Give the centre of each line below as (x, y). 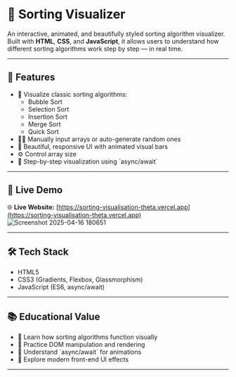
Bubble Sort (45, 102)
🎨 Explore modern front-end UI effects (73, 359)
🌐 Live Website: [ (33, 207)
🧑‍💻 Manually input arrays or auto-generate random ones (99, 139)
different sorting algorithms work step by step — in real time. (95, 48)
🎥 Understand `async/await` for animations (79, 352)
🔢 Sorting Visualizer (66, 14)
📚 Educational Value (54, 316)
